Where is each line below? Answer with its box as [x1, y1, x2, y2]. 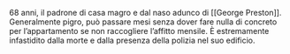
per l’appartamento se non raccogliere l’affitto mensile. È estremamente [9, 26, 270, 36]
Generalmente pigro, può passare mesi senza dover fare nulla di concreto [9, 17, 278, 27]
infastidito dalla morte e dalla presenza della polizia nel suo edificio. [9, 35, 256, 45]
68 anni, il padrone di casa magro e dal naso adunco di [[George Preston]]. [9, 8, 282, 17]
